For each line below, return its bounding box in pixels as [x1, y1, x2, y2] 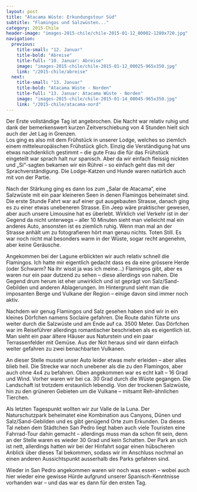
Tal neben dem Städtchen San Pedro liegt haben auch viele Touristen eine [6, 424, 185, 431]
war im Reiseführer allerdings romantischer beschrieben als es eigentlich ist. [6, 326, 191, 333]
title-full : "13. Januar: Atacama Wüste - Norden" [16, 90, 143, 96]
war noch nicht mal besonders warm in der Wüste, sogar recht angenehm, [6, 235, 186, 242]
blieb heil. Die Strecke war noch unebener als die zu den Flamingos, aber [6, 362, 183, 370]
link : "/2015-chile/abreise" [16, 69, 88, 75]
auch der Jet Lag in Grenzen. [6, 130, 76, 137]
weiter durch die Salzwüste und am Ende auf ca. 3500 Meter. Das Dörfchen [6, 320, 189, 327]
